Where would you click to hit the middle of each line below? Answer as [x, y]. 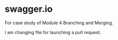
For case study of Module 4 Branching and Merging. [59, 23]
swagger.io [29, 9]
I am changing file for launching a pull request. [53, 32]
